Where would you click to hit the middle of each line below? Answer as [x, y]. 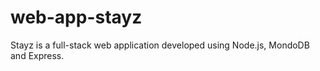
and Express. [37, 55]
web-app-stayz [76, 17]
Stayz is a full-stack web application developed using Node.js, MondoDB [160, 45]
